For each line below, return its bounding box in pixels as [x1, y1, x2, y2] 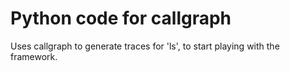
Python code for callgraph [10, 7, 232, 30]
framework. [10, 50, 58, 62]
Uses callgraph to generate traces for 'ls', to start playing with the [10, 40, 280, 52]
